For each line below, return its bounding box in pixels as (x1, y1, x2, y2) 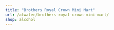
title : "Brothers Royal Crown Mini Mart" (5, 7, 96, 13)
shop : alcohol (5, 17, 36, 22)
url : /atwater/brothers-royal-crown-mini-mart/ (5, 12, 109, 17)
